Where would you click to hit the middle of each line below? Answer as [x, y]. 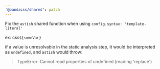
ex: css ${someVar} [23, 37]
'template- [135, 24]
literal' [14, 28]
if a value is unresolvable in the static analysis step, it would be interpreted [80, 46]
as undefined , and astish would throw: [44, 52]
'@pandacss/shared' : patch [33, 10]
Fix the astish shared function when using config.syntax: [64, 23]
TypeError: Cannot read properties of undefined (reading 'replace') [84, 61]
